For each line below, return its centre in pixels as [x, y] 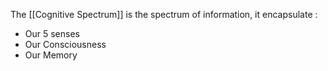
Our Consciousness [65, 44]
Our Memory [51, 55]
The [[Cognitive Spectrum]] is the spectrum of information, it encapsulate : [164, 14]
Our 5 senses [52, 33]
